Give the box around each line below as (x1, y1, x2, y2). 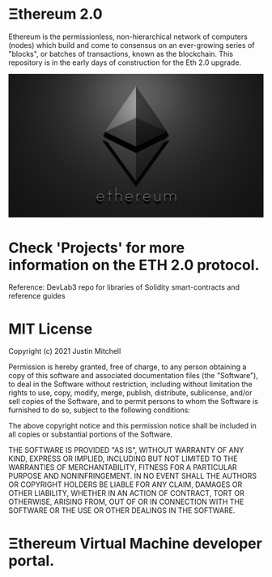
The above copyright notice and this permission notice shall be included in (8, 421, 257, 431)
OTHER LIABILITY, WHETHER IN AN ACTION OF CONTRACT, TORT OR (8, 489, 244, 498)
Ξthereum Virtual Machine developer (8, 534, 263, 553)
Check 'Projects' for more (8, 239, 185, 256)
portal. (8, 551, 55, 570)
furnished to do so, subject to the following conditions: (8, 405, 190, 415)
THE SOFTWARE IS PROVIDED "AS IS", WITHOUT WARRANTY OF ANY (8, 446, 244, 455)
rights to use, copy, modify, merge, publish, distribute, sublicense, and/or (8, 388, 253, 398)
